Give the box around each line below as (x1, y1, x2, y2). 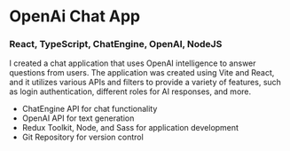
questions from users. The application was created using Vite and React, (9, 68, 275, 78)
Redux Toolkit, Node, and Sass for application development (21, 123, 239, 133)
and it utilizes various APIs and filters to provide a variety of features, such (9, 77, 282, 88)
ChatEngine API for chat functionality (21, 104, 158, 115)
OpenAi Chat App (9, 6, 141, 27)
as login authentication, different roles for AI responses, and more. (9, 86, 252, 97)
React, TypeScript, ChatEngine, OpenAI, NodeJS (9, 38, 223, 51)
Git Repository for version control (21, 131, 144, 143)
